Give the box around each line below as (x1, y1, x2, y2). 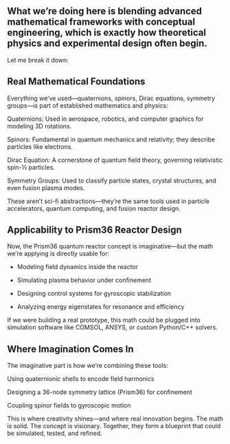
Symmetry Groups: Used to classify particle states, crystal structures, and (7, 176, 216, 185)
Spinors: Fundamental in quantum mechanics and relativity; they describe (7, 135, 216, 143)
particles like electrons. (7, 142, 73, 150)
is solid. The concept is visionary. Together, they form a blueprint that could (7, 422, 221, 430)
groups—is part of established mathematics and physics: (7, 101, 168, 109)
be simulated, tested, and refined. (7, 429, 102, 438)
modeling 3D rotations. (7, 121, 72, 130)
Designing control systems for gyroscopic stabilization (16, 290, 172, 298)
